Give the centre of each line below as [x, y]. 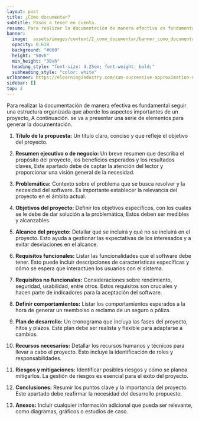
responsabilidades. [38, 358]
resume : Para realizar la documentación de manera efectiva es [86, 28]
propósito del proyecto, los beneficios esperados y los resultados [95, 160]
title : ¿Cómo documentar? [38, 17]
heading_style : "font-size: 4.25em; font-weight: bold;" [84, 67]
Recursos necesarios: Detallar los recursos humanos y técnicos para [100, 345]
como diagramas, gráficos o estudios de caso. [72, 411]
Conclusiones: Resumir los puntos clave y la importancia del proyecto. [102, 387]
